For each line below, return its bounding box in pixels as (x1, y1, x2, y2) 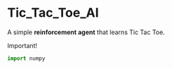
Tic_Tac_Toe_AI (7, 5, 100, 21)
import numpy (7, 54, 46, 62)
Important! (7, 41, 37, 49)
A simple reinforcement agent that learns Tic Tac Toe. (7, 28, 165, 36)
